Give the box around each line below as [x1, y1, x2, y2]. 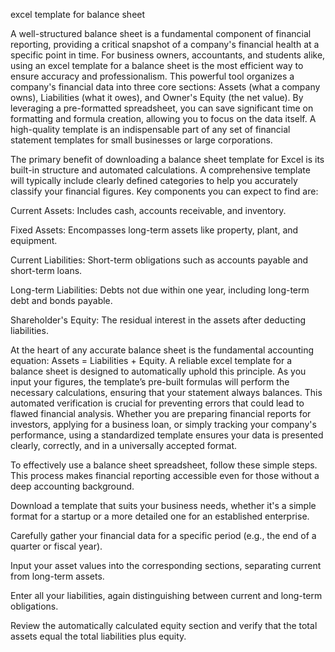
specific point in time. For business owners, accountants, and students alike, [10, 49, 326, 61]
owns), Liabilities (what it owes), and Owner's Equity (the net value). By [10, 92, 304, 103]
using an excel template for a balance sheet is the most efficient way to [10, 60, 304, 71]
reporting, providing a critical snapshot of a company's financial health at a [10, 39, 320, 50]
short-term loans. [10, 265, 83, 276]
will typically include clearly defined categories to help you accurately [10, 175, 298, 186]
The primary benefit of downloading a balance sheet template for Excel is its [10, 154, 325, 165]
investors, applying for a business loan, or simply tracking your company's [10, 419, 317, 430]
